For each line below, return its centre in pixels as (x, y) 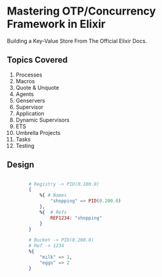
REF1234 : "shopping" (76, 218)
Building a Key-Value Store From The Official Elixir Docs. (77, 41)
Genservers (30, 100)
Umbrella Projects (38, 132)
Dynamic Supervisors (42, 120)
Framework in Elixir (56, 24)
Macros (25, 81)
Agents (25, 94)
